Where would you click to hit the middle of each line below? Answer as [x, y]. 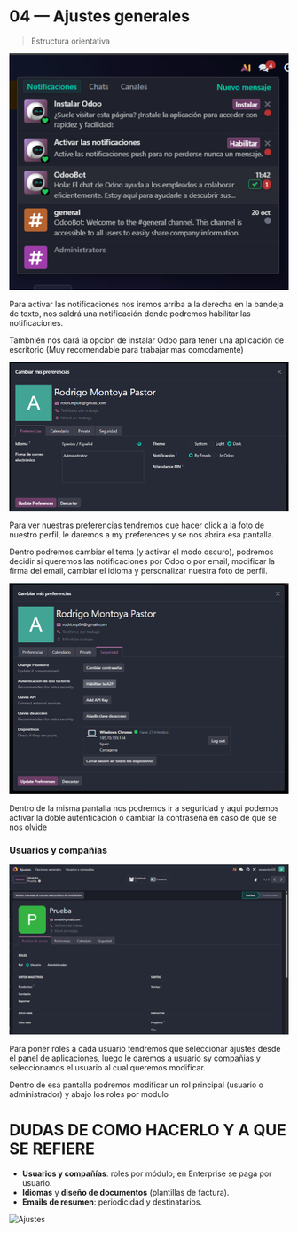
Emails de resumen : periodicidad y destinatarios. [112, 1202]
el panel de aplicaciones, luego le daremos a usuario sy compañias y [135, 1058]
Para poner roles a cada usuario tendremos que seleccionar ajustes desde [145, 1048]
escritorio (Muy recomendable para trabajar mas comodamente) [126, 349]
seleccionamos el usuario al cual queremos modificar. [107, 1067]
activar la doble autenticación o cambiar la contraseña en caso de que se [143, 817]
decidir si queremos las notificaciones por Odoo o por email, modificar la [142, 561]
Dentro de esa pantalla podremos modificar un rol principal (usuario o [137, 1085]
